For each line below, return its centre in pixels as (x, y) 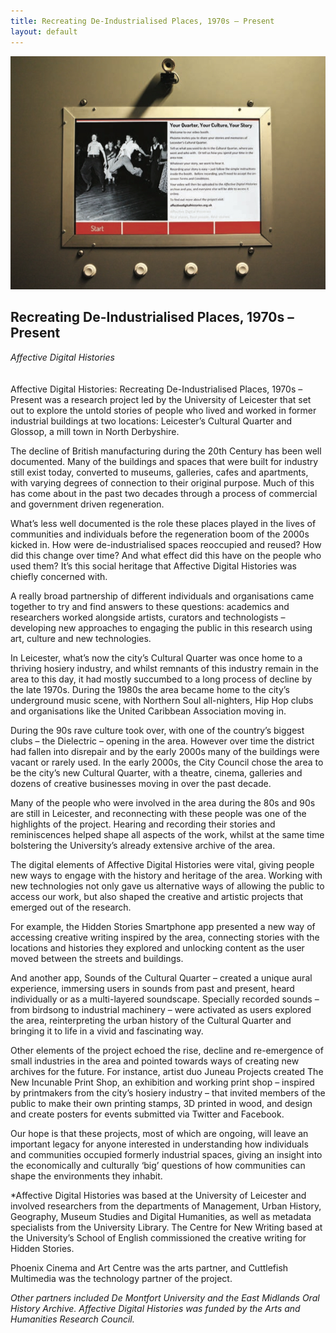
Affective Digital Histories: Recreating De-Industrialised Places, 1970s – (156, 389)
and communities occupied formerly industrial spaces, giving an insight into (166, 1154)
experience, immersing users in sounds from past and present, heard (152, 988)
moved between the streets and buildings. (97, 958)
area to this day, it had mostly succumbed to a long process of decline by (161, 679)
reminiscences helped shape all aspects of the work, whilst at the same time (167, 834)
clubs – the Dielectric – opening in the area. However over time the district (162, 741)
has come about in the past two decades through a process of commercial (164, 493)
